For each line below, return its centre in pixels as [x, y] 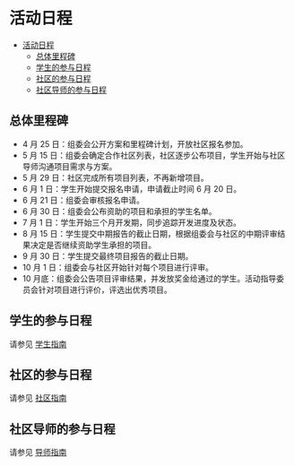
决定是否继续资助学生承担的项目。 [93, 245]
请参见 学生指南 [38, 344]
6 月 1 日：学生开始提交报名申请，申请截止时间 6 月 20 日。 [132, 188]
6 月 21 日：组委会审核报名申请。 [83, 200]
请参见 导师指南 [38, 453]
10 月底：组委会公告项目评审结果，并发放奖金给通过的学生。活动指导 [149, 278]
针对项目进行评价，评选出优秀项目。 [105, 289]
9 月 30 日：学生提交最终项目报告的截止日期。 [108, 255]
